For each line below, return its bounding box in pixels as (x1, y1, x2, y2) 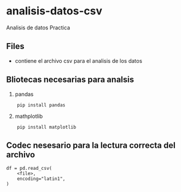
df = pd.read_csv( (6, 166, 52, 172)
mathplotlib (14, 112, 43, 120)
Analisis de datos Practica (6, 24, 70, 31)
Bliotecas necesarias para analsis (6, 75, 134, 85)
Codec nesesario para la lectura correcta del (6, 140, 176, 150)
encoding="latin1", (17, 176, 66, 182)
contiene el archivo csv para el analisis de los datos (14, 57, 143, 64)
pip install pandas (17, 102, 66, 108)
